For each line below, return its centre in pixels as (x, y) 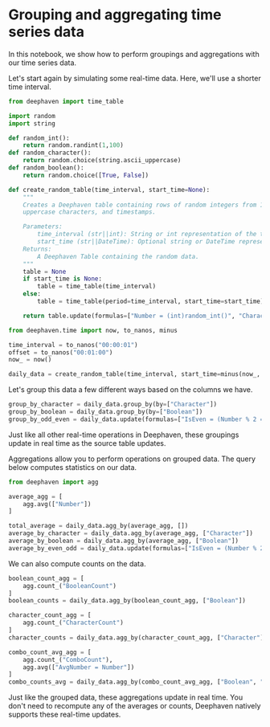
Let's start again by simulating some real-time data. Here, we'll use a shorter (135, 78)
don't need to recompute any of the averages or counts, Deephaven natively (135, 706)
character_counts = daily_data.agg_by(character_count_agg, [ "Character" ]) (138, 637)
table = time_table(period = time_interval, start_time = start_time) (151, 302)
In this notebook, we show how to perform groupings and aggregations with (134, 54)
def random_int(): (39, 138)
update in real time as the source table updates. (87, 443)
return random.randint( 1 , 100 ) (74, 145)
